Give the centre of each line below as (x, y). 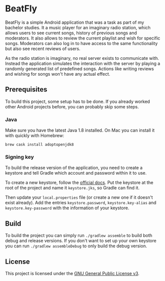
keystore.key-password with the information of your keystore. (67, 208)
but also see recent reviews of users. (43, 48)
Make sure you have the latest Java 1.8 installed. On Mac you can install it (80, 130)
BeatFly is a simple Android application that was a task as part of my (75, 22)
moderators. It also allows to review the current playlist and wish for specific (83, 38)
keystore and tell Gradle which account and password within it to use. (76, 173)
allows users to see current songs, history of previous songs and (71, 33)
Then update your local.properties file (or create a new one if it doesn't (79, 197)
